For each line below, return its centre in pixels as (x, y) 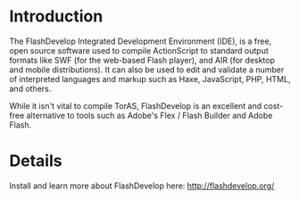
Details (36, 161)
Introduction (56, 17)
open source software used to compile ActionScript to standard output (139, 50)
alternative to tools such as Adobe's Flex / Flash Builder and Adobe (149, 115)
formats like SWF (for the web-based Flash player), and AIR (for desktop (142, 60)
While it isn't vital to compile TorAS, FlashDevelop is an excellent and (136, 105)
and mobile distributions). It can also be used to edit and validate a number (147, 70)
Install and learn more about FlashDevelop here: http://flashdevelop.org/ (142, 186)
